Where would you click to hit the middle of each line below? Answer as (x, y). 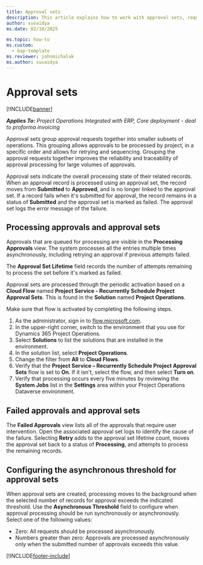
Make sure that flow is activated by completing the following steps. (89, 309)
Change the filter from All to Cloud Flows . (67, 359)
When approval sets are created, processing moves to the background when (101, 494)
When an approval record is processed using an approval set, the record (96, 183)
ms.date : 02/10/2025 (32, 29)
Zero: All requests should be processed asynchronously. (85, 531)
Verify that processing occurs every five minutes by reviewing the (97, 379)
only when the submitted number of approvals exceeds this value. (97, 544)
